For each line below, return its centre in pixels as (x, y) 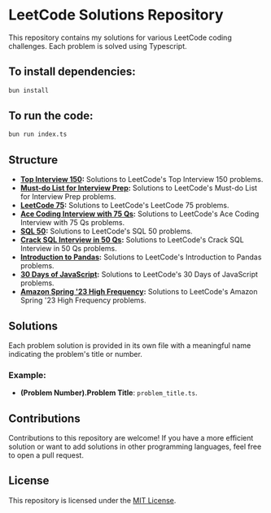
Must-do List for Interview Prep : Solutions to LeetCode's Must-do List (139, 188)
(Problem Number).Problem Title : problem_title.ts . (109, 393)
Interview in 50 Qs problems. (69, 249)
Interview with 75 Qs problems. (72, 223)
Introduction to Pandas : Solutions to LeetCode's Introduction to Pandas (141, 257)
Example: (27, 375)
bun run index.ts (38, 135)
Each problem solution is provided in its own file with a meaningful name (130, 345)
